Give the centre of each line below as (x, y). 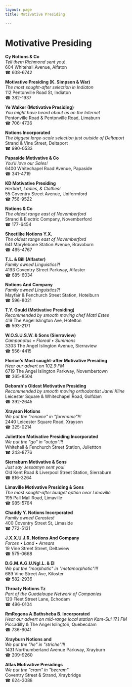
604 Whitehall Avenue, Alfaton (36, 67)
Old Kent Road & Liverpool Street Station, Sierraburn (58, 472)
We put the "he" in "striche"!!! (35, 644)
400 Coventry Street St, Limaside (39, 523)
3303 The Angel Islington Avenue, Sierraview (51, 346)
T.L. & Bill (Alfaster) (25, 259)
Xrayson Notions (23, 411)
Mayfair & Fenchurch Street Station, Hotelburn (52, 295)
